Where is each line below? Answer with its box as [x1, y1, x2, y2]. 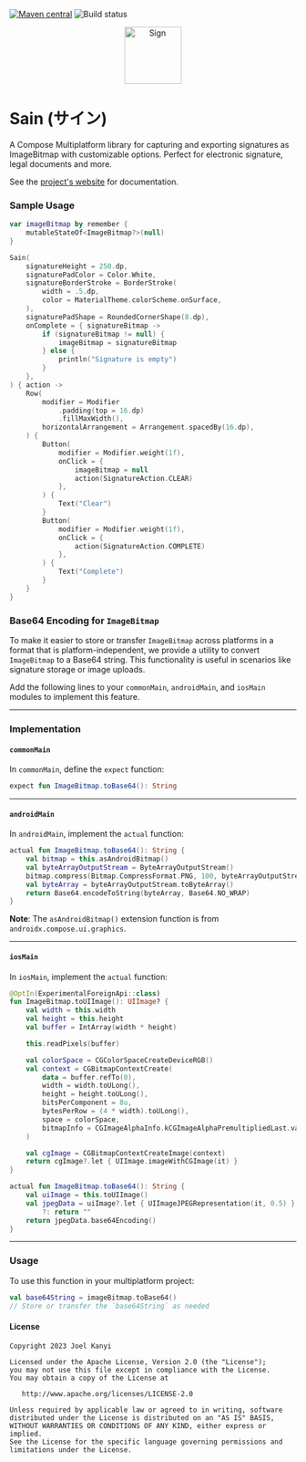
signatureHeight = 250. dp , [25, 261, 128, 271]
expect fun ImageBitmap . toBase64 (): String [9, 781, 178, 791]
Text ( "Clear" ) [57, 499, 112, 508]
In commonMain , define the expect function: [9, 764, 165, 775]
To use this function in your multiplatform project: [9, 1275, 195, 1286]
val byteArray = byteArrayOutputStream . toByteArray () [25, 880, 234, 889]
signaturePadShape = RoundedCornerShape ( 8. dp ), [25, 312, 209, 321]
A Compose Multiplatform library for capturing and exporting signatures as [9, 139, 290, 150]
